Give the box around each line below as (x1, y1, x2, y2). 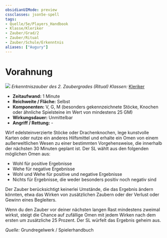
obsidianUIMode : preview (5, 7, 57, 13)
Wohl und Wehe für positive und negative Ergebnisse (12, 171, 122, 177)
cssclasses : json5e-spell (5, 12, 59, 17)
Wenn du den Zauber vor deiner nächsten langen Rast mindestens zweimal (5, 206, 160, 212)
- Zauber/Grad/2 (5, 31, 39, 36)
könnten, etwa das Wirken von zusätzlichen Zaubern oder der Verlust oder (5, 191, 159, 197)
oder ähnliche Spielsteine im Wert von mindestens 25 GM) (12, 109, 133, 115)
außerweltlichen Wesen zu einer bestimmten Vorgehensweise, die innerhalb (5, 140, 162, 146)
